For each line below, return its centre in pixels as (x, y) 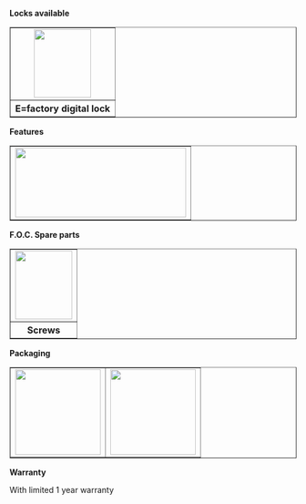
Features (26, 132)
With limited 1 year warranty (62, 490)
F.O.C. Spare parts (45, 235)
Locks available (40, 13)
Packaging (30, 353)
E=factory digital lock (63, 108)
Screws (44, 330)
